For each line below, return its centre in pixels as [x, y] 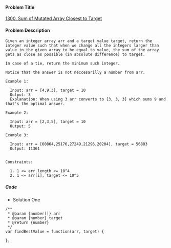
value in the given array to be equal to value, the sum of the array [82, 50]
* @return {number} [28, 223]
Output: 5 [20, 126]
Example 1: [17, 81]
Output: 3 [20, 95]
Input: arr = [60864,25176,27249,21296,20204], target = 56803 [79, 144]
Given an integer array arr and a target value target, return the [79, 41]
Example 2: [17, 113]
